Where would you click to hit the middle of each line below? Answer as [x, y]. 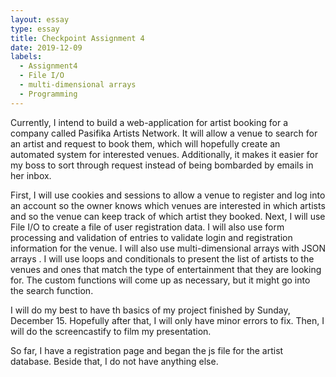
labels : [26, 57]
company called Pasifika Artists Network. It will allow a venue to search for [164, 133]
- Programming [48, 94]
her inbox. [31, 175]
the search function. [52, 290]
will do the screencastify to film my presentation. [111, 331]
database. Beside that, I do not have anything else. [114, 361]
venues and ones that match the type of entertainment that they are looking [166, 269]
